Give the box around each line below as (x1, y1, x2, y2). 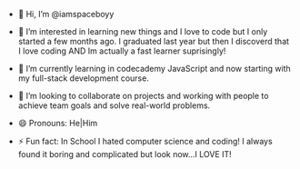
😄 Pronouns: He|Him (17, 118, 98, 128)
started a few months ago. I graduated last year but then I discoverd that (17, 36, 289, 46)
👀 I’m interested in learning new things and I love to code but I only (17, 26, 268, 36)
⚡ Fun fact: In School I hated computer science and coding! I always (17, 136, 273, 146)
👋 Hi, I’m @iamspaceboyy (17, 9, 115, 19)
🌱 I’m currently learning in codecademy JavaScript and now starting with (17, 64, 291, 74)
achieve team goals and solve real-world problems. (17, 100, 211, 111)
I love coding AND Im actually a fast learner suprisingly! (17, 45, 226, 56)
